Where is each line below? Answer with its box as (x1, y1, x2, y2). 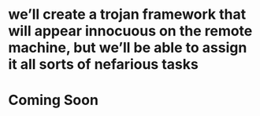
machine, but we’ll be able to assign (8, 39, 247, 56)
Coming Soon (8, 92, 98, 109)
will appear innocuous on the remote (8, 22, 253, 40)
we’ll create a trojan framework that (8, 5, 247, 24)
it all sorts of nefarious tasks (8, 56, 199, 74)
